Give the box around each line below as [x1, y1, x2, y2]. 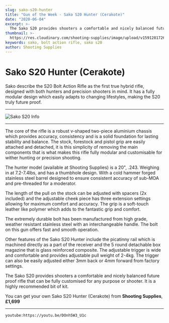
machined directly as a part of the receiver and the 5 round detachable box [5, 242, 161, 248]
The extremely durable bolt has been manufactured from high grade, [5, 216, 148, 222]
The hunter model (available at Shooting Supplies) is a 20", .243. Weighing [5, 164, 159, 170]
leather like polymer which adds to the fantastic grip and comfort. [5, 206, 141, 212]
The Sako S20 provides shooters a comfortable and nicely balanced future [5, 272, 160, 279]
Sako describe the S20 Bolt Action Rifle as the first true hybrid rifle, [5, 83, 144, 89]
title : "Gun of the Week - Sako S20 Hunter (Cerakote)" [5, 12, 125, 17]
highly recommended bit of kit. [5, 283, 69, 289]
